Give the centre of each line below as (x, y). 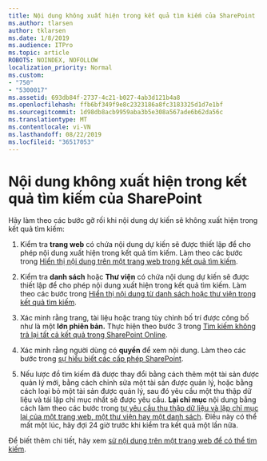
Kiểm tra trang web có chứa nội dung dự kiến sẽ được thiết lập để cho (135, 244)
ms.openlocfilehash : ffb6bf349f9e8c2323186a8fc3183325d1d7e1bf (116, 105)
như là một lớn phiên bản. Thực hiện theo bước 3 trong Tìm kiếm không (137, 326)
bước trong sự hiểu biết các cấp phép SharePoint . (102, 359)
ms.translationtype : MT (48, 120)
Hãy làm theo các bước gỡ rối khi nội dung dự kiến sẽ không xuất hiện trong (133, 221)
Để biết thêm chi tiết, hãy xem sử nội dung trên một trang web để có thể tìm (133, 441)
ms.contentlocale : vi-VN (50, 127)
